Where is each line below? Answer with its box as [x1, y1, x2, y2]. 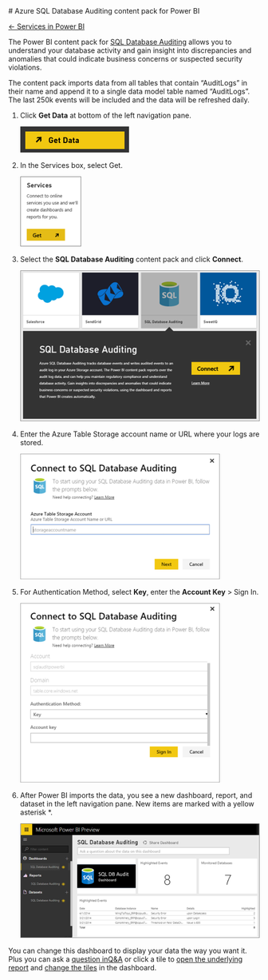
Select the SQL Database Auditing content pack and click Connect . [19, 254, 244, 264]
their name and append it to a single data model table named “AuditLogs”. [8, 86, 250, 96]
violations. [8, 62, 42, 72]
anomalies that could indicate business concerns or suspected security [8, 54, 243, 63]
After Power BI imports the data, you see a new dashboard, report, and [19, 791, 253, 800]
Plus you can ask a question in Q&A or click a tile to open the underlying [8, 954, 243, 964]
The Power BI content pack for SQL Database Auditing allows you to [8, 38, 232, 46]
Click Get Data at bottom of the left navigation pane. [19, 110, 191, 120]
